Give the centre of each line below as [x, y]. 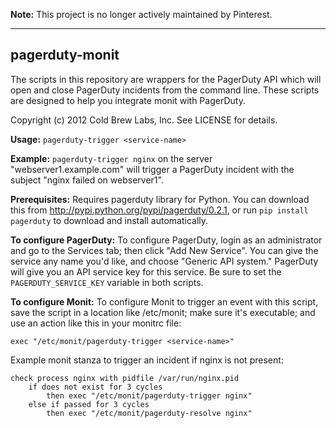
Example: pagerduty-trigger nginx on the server [111, 158]
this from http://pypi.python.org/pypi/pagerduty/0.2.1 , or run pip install [159, 210]
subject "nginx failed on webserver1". [87, 180]
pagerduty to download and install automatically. [109, 220]
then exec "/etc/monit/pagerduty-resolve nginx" [149, 413]
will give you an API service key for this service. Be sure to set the [146, 271]
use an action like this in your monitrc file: [96, 323]
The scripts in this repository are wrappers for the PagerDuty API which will [166, 79]
